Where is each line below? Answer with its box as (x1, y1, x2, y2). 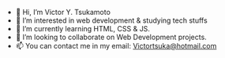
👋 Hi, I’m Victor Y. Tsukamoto (15, 8, 111, 16)
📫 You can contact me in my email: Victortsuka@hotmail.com (15, 42, 217, 50)
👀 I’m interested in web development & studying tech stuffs (15, 16, 208, 25)
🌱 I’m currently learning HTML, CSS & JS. (15, 24, 150, 33)
